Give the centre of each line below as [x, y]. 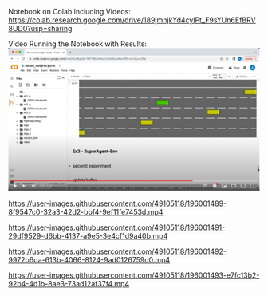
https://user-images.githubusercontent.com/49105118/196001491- [117, 227]
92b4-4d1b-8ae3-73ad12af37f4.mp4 [69, 283]
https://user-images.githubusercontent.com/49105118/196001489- [118, 203]
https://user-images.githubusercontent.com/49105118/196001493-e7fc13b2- [134, 275]
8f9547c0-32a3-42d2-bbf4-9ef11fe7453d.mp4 [86, 211]
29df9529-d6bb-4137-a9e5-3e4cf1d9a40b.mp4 [88, 235]
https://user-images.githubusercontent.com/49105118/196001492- [118, 251]
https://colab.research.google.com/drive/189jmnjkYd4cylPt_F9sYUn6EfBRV [132, 20]
